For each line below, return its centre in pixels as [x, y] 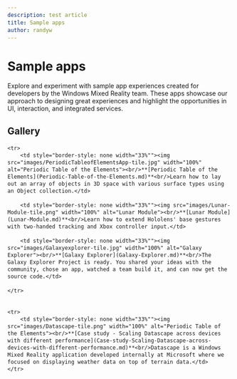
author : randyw [30, 30]
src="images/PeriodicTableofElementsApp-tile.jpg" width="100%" [105, 163]
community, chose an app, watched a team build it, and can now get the [117, 270]
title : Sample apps [36, 22]
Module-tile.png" [33, 213]
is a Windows [202, 348]
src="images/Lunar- [202, 206]
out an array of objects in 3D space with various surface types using [116, 184]
